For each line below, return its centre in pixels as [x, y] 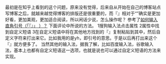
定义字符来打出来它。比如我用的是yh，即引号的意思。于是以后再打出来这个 [81, 38]
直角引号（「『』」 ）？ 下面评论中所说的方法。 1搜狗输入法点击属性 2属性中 [80, 26]
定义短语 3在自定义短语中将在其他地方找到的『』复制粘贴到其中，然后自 [87, 32]
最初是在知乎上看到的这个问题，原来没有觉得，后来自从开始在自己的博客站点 [83, 7]
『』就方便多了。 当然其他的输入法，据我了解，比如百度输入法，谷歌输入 [79, 44]
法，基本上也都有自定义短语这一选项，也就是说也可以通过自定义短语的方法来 [83, 50]
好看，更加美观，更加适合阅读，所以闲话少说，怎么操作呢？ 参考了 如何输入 [82, 19]
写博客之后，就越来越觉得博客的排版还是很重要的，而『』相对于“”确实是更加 [83, 13]
